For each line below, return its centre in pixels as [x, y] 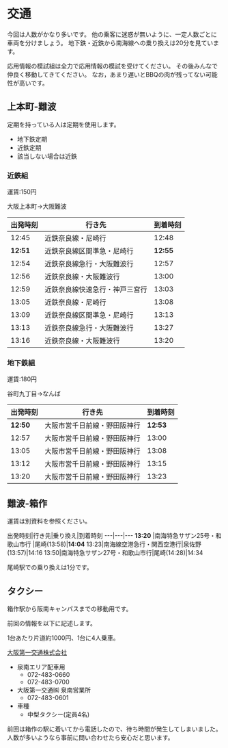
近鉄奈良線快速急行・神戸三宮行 [96, 289]
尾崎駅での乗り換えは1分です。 [50, 567]
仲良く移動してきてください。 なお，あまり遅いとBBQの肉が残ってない [106, 74]
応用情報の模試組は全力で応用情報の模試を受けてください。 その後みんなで [113, 66]
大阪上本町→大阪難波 [37, 207]
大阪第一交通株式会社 [37, 652]
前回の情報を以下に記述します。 [52, 623]
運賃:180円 [22, 379]
